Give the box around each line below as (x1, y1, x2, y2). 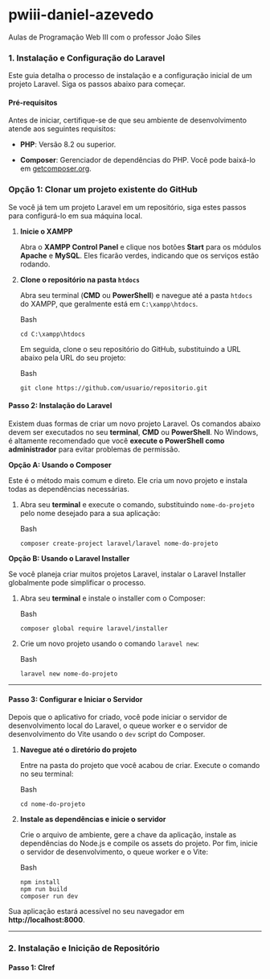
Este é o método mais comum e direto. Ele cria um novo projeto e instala (8, 475, 247, 485)
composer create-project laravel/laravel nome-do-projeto (19, 539, 219, 547)
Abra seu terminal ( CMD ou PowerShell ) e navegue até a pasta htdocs (19, 290, 253, 299)
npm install (19, 878, 60, 886)
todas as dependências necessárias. (8, 484, 130, 494)
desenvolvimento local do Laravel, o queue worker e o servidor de (8, 721, 227, 730)
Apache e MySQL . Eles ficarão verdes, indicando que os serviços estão (19, 250, 260, 260)
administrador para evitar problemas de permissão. (8, 444, 181, 454)
